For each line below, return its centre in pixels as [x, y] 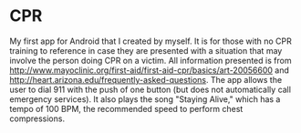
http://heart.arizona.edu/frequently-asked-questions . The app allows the [146, 79]
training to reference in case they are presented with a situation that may [146, 50]
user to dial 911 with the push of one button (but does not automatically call [150, 89]
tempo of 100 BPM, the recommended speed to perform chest [126, 108]
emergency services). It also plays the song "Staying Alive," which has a [145, 99]
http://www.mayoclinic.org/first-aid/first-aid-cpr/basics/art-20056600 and [150, 70]
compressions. [37, 118]
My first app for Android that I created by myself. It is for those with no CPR [150, 41]
